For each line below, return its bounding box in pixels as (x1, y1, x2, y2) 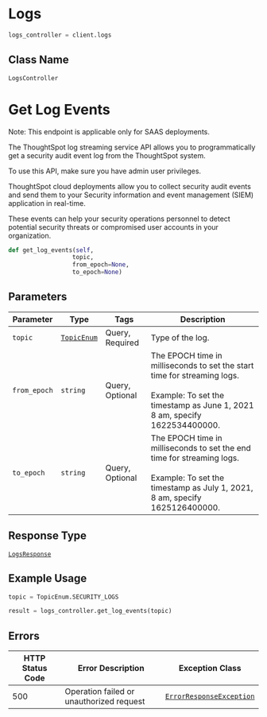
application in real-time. (8, 198, 86, 207)
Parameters (8, 290, 68, 304)
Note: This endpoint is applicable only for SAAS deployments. (8, 126, 211, 136)
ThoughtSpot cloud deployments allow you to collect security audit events (8, 181, 252, 191)
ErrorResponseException (164, 692, 255, 701)
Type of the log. (150, 331, 210, 343)
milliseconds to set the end (150, 442, 252, 453)
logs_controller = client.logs (8, 31, 112, 39)
